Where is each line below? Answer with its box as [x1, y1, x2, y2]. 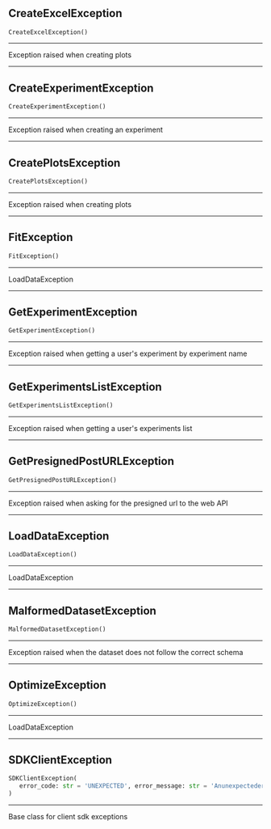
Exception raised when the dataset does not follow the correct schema [8, 647, 244, 657]
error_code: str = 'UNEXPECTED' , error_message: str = [19, 782, 207, 790]
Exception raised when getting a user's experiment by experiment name [8, 349, 248, 358]
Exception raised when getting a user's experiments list [8, 423, 193, 433]
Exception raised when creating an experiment [8, 125, 164, 135]
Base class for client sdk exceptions [8, 812, 128, 822]
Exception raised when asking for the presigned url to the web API [8, 498, 228, 508]
